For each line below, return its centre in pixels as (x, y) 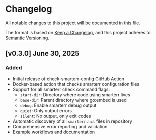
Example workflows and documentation (54, 132)
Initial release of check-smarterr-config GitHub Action (68, 79)
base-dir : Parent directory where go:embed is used (73, 100)
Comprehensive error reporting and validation (60, 126)
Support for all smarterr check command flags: (61, 89)
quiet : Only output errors (46, 110)
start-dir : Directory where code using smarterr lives (75, 95)
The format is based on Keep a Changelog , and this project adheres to (78, 32)
